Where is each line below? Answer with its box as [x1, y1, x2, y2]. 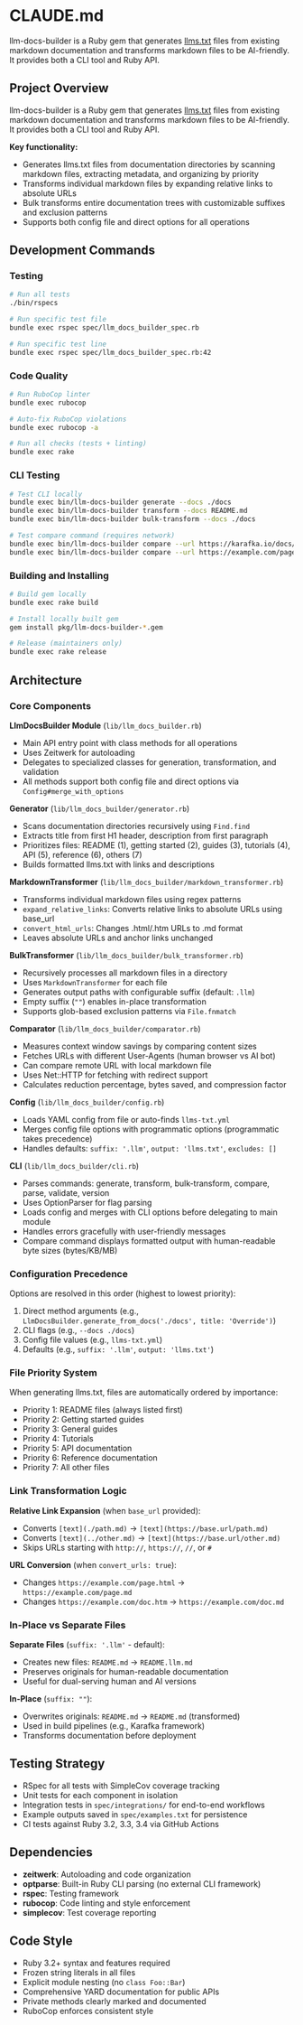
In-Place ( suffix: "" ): [9, 1694, 93, 1704]
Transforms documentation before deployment [22, 1731, 197, 1741]
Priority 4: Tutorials [22, 1433, 94, 1444]
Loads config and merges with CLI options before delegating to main [22, 1207, 278, 1218]
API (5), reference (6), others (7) [22, 849, 142, 860]
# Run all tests [9, 290, 70, 299]
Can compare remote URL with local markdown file [22, 1059, 212, 1070]
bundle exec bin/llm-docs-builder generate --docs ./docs [9, 498, 232, 507]
